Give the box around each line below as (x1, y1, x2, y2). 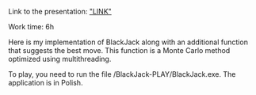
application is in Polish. (8, 78, 83, 87)
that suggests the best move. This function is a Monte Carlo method (8, 46, 231, 55)
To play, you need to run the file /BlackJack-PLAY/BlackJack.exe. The (8, 70, 236, 78)
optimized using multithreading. (8, 55, 112, 63)
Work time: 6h (8, 22, 54, 31)
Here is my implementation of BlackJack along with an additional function (8, 37, 248, 47)
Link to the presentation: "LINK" (8, 7, 113, 16)
